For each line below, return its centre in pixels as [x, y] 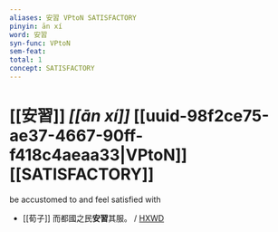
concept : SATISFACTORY [52, 69]
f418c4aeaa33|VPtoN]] [98, 155]
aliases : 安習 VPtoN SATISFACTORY [73, 18]
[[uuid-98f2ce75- [201, 116]
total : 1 [26, 60]
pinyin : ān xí [36, 26]
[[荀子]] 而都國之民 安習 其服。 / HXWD [93, 217]
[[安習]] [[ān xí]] [70, 116]
